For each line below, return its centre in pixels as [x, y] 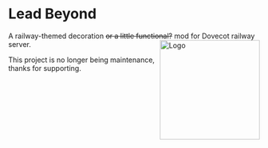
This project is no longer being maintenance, [82, 60]
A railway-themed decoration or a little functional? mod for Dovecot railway [132, 36]
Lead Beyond [53, 14]
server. [20, 44]
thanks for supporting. [45, 68]
